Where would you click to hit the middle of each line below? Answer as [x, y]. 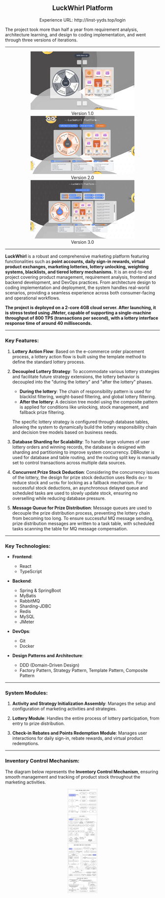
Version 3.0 [82, 242]
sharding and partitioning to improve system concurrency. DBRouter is [83, 452]
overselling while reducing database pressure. [59, 498]
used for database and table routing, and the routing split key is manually [86, 457]
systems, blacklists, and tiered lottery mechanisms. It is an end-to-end [79, 272]
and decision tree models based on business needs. [65, 432]
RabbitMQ [30, 601]
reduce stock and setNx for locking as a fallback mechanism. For [78, 482]
